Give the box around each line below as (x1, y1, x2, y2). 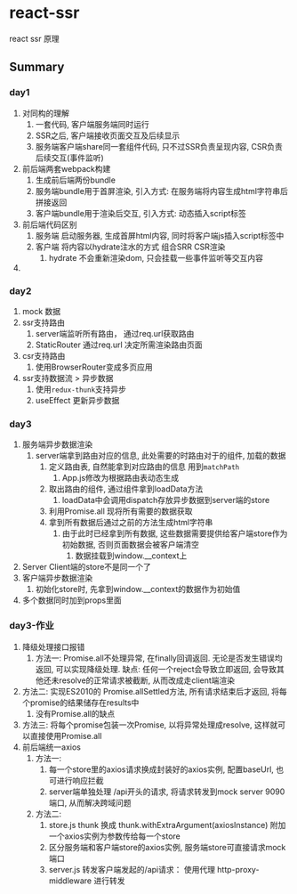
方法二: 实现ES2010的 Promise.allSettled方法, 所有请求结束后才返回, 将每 (21, 686, 287, 696)
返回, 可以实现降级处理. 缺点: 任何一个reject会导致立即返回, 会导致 (35, 663, 277, 674)
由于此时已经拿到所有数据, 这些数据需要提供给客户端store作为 (61, 528, 288, 539)
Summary (9, 60, 65, 75)
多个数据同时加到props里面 (21, 595, 122, 605)
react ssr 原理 (9, 33, 60, 44)
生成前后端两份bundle (35, 175, 116, 185)
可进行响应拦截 (48, 775, 104, 785)
